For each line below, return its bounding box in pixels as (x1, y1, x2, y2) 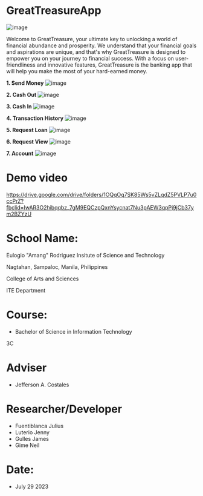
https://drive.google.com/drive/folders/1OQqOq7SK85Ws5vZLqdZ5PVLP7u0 (6, 191, 197, 198)
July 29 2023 (14, 483, 49, 490)
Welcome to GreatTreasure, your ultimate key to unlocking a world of (6, 35, 178, 42)
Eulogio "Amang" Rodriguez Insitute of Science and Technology (6, 251, 165, 259)
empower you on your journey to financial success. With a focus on (6, 55, 174, 62)
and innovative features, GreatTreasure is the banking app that (36, 61, 192, 68)
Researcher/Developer (6, 402, 123, 415)
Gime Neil (14, 441, 40, 449)
